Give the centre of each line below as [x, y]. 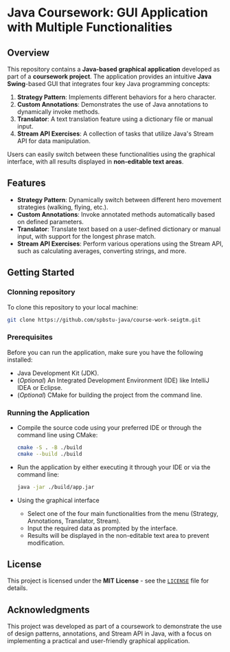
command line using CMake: [57, 435]
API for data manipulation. [54, 141]
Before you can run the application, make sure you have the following [105, 352]
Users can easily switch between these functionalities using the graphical [111, 154]
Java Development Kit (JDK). [58, 373]
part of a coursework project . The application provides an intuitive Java [109, 76]
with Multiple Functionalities [90, 27]
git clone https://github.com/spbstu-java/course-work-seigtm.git [104, 320]
